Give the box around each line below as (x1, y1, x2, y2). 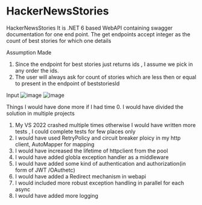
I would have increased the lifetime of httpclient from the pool (14, 147, 168, 154)
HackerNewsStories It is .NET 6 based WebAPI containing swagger (6, 24, 173, 31)
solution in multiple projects (6, 109, 75, 117)
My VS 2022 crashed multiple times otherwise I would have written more (14, 121, 196, 128)
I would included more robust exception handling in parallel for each (14, 179, 185, 186)
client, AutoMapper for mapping (14, 140, 95, 148)
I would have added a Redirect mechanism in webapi (14, 172, 147, 180)
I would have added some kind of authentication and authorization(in (14, 160, 186, 167)
